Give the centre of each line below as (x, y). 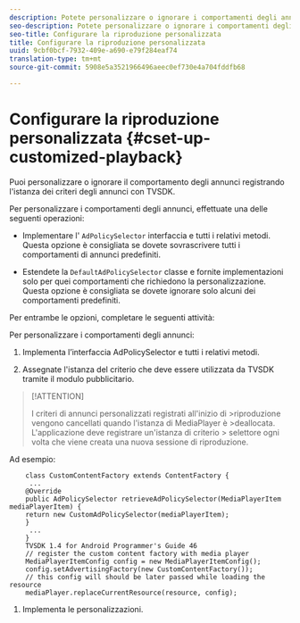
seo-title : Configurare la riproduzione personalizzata (115, 34)
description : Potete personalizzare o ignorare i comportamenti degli (143, 17)
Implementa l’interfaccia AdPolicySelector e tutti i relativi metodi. (141, 352)
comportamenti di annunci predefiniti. (91, 254)
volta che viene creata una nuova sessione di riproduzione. (140, 442)
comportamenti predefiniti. (71, 300)
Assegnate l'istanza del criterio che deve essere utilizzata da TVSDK (148, 369)
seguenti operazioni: (47, 218)
